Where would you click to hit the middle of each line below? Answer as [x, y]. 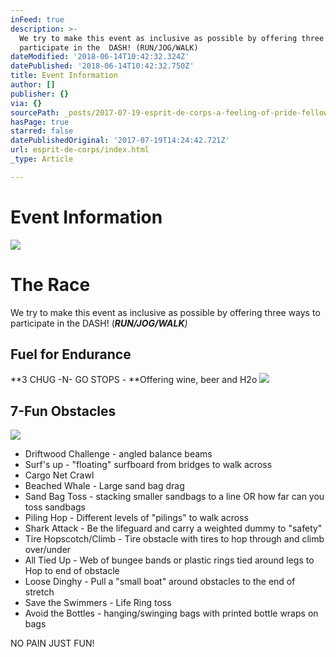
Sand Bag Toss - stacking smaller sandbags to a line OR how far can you [174, 497]
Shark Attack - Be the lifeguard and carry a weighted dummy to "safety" [173, 528]
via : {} [26, 103]
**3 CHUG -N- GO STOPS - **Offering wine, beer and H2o [134, 380]
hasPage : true [40, 122]
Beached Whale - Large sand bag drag [104, 486]
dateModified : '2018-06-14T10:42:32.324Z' [100, 57]
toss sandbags [55, 507]
